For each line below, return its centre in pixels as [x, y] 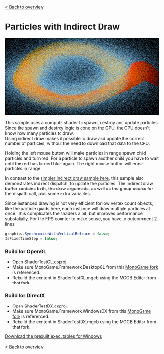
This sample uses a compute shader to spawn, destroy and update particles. [82, 122]
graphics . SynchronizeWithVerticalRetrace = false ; [58, 234]
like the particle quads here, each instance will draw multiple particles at [78, 208]
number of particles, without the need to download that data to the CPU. [78, 143]
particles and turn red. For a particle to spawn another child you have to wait [82, 158]
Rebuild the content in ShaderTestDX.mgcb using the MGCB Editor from [84, 322]
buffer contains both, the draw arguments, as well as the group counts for [79, 189]
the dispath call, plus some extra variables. [48, 193]
